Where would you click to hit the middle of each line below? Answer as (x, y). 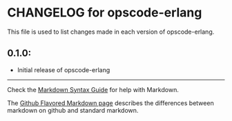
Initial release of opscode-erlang (64, 69)
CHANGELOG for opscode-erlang (105, 13)
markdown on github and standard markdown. (73, 110)
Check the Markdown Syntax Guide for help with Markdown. (93, 89)
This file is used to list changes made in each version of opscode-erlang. (111, 32)
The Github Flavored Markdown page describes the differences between (110, 103)
